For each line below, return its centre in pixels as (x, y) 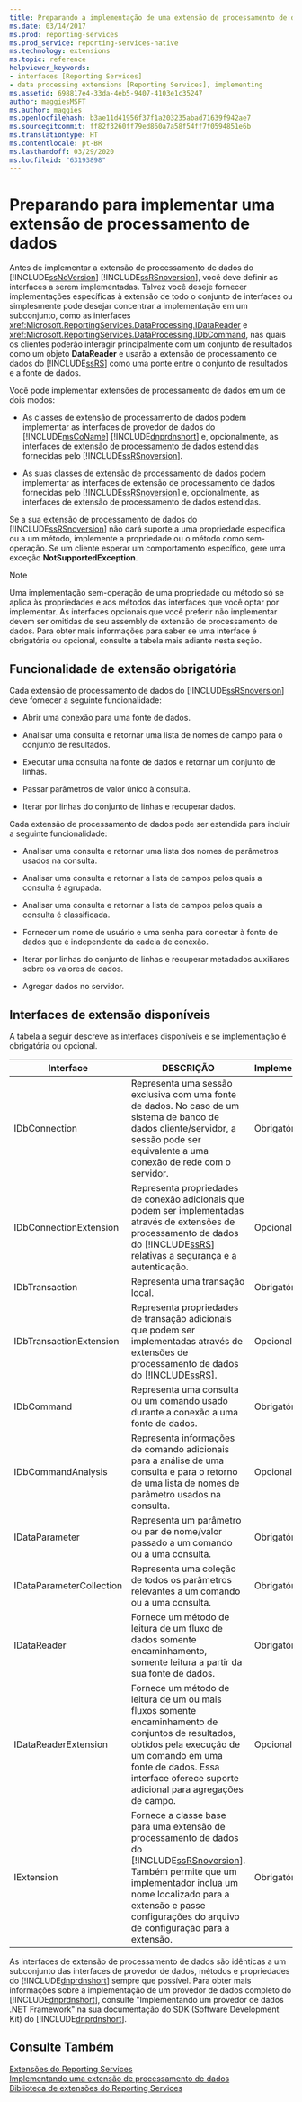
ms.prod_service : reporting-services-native (94, 43)
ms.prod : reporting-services (64, 34)
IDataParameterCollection (68, 1586)
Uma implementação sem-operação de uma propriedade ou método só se (147, 593)
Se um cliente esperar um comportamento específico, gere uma (167, 548)
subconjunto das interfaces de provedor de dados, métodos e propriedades (150, 1971)
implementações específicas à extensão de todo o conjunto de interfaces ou (151, 296)
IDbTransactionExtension (67, 1342)
